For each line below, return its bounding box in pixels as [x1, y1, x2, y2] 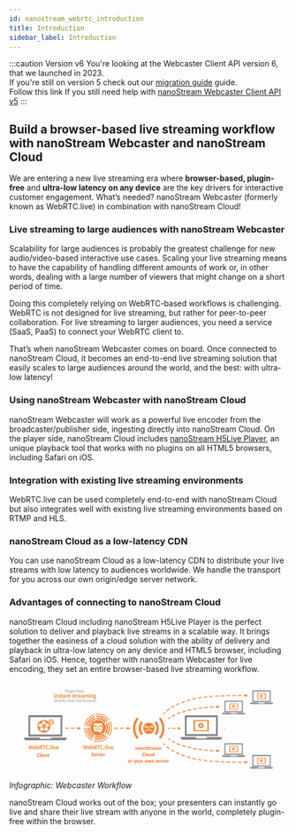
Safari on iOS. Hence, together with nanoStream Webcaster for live [9, 654, 254, 665]
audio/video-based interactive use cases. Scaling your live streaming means [9, 253, 287, 263]
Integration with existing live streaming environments [9, 474, 244, 487]
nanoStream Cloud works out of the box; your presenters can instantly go [9, 797, 277, 807]
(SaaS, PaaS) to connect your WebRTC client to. [9, 326, 184, 337]
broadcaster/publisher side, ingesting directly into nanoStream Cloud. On [9, 424, 276, 434]
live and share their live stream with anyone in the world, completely [9, 807, 257, 817]
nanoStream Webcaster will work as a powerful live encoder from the [9, 414, 262, 425]
